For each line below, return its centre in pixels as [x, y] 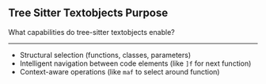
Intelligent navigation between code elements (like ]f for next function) [135, 63]
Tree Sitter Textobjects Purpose [88, 13]
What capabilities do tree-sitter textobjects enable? [92, 32]
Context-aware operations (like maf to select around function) [120, 71]
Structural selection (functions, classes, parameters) [105, 55]
